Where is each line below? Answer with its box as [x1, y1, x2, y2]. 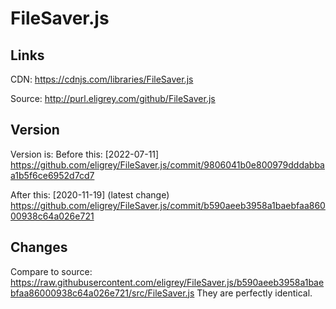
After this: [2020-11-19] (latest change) [10, 188, 170, 201]
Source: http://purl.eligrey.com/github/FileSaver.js [10, 93, 216, 104]
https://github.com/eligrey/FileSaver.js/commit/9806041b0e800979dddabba [10, 158, 325, 171]
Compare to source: [10, 265, 93, 277]
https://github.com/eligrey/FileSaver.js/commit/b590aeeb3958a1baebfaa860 [10, 199, 326, 211]
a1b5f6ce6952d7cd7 [10, 169, 95, 181]
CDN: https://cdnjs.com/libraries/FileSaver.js [10, 73, 194, 85]
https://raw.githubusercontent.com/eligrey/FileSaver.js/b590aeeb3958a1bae [10, 276, 325, 288]
